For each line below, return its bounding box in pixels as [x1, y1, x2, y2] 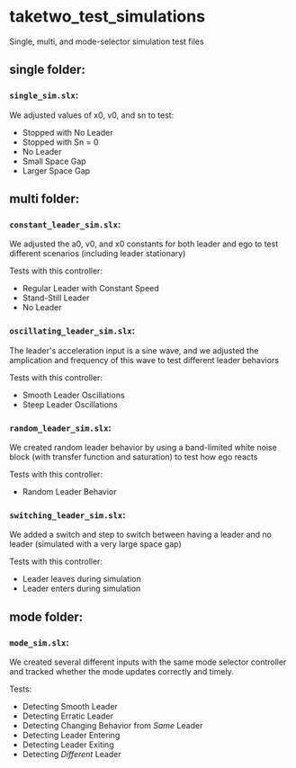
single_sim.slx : [9, 89, 79, 102]
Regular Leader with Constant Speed [22, 283, 159, 294]
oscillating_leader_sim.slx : [9, 325, 136, 337]
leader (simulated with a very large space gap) [9, 539, 182, 549]
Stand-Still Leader [22, 292, 90, 303]
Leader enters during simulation [22, 583, 141, 594]
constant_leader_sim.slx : [9, 218, 121, 230]
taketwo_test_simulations [9, 6, 205, 27]
